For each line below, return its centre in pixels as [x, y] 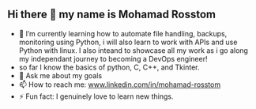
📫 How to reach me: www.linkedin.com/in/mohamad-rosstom [120, 85]
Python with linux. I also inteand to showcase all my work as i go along [133, 50]
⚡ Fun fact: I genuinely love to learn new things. [96, 96]
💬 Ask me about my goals [60, 75]
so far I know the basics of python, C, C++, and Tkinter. [109, 67]
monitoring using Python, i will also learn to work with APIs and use [128, 42]
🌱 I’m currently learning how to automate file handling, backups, [123, 33]
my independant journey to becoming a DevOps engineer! [113, 58]
